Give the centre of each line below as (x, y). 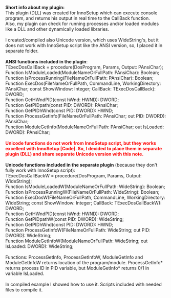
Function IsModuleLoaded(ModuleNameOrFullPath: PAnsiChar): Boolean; (82, 73)
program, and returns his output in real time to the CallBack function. (78, 18)
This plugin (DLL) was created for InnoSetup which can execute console (81, 13)
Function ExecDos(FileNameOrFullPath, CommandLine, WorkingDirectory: (83, 83)
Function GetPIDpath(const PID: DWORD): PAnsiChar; (62, 105)
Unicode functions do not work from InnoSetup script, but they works (81, 143)
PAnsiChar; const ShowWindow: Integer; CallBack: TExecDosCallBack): (81, 89)
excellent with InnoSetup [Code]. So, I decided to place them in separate (84, 148)
